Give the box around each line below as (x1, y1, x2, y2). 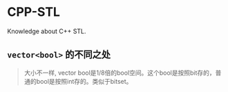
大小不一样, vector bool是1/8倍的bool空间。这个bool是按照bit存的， (23, 68, 216, 77)
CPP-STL (7, 4, 61, 20)
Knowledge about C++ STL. (7, 27, 86, 35)
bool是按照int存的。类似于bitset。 (36, 77, 133, 85)
